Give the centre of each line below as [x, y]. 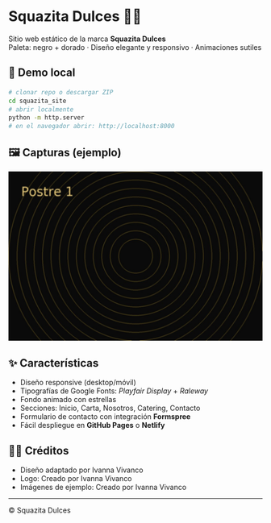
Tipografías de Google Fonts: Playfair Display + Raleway [114, 391]
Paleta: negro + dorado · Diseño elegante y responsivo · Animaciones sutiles [135, 47]
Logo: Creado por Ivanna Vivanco [76, 479]
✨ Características [54, 363]
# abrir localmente [41, 109]
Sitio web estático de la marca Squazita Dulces [88, 39]
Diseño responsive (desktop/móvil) [78, 383]
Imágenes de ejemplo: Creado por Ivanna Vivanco [103, 488]
